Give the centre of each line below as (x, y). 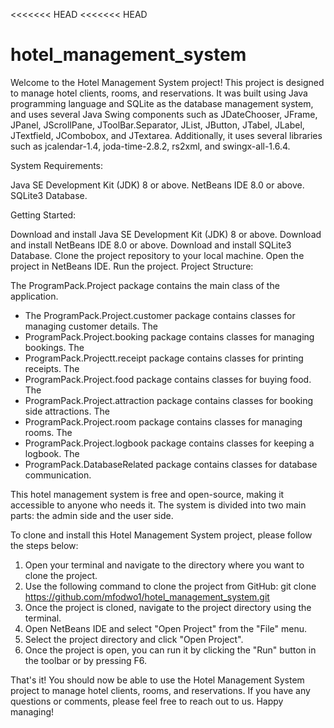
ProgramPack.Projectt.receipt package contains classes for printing (164, 358)
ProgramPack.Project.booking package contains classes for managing (169, 336)
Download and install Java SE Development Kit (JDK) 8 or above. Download (166, 234)
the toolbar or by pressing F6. (86, 660)
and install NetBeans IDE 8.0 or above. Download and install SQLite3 (151, 245)
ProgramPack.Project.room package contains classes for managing (163, 421)
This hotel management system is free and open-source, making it (147, 494)
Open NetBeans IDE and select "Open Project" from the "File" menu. (166, 628)
